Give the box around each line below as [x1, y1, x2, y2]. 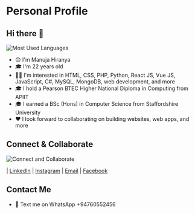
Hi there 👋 [6, 28, 44, 39]
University [14, 109, 41, 116]
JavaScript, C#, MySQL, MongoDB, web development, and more [14, 78, 175, 85]
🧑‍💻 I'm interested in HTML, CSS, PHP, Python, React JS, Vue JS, [14, 71, 176, 79]
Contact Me [6, 184, 51, 195]
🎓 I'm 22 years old [14, 63, 63, 70]
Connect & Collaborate [6, 139, 94, 149]
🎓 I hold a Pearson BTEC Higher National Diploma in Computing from [14, 85, 189, 92]
